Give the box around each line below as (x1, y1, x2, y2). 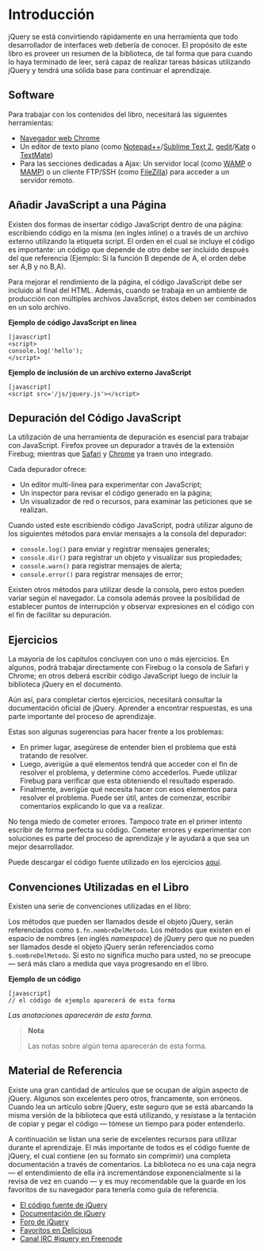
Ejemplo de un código (8, 974, 82, 984)
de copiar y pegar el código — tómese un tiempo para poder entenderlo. (8, 1119, 246, 1128)
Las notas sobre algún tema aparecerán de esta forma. (27, 1041, 208, 1050)
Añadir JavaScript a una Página (8, 198, 166, 212)
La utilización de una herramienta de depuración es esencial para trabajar (8, 432, 249, 442)
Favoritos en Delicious (19, 1225, 93, 1234)
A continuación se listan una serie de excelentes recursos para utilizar (8, 1134, 237, 1143)
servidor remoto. (19, 175, 75, 185)
